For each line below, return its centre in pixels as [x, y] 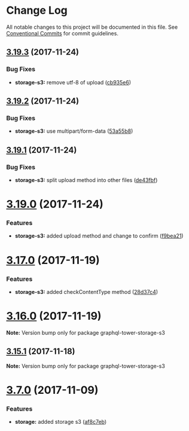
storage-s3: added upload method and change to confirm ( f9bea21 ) [99, 236]
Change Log [37, 10]
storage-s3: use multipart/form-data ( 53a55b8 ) [74, 131]
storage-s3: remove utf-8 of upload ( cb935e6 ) [73, 82]
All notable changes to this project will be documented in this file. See [92, 27]
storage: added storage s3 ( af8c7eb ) [61, 422]
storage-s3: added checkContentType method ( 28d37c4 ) [86, 292]
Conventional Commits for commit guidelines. [62, 33]
